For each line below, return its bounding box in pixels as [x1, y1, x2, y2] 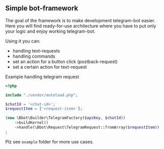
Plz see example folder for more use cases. [5, 138, 94, 144]
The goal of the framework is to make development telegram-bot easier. [5, 17, 155, 23]
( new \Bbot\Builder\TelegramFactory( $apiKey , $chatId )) [5, 116, 126, 121]
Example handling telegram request [5, 73, 79, 80]
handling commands [12, 53, 56, 59]
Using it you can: [5, 38, 40, 44]
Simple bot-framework [5, 4, 78, 13]
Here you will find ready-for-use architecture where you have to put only [5, 23, 156, 29]
